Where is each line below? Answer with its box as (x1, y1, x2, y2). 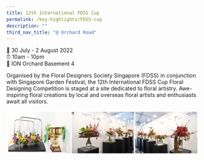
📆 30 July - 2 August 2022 (6, 46, 73, 54)
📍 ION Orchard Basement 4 (6, 60, 75, 67)
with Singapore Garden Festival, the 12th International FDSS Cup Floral (6, 78, 184, 85)
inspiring (6, 92, 29, 99)
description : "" (6, 23, 48, 29)
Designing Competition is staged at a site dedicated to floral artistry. (6, 85, 178, 92)
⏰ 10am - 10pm (6, 53, 45, 60)
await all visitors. (6, 98, 49, 105)
